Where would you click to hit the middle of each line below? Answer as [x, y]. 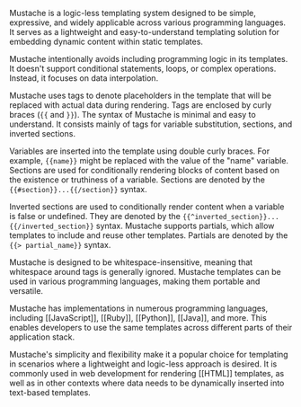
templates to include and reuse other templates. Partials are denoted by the [149, 235]
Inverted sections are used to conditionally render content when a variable [147, 207]
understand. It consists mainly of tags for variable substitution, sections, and [151, 124]
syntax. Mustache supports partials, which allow [185, 226]
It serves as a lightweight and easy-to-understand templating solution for [145, 32]
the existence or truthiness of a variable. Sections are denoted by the [137, 180]
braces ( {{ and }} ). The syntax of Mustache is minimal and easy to [133, 115]
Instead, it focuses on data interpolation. [84, 78]
